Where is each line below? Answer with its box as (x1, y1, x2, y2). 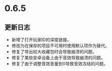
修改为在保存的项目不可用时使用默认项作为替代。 (11, 43, 110, 48)
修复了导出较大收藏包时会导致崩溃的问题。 (11, 49, 97, 54)
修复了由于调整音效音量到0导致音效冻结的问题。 (11, 61, 108, 66)
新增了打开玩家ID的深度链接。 (11, 37, 71, 42)
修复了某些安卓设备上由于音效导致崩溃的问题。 (11, 55, 105, 60)
